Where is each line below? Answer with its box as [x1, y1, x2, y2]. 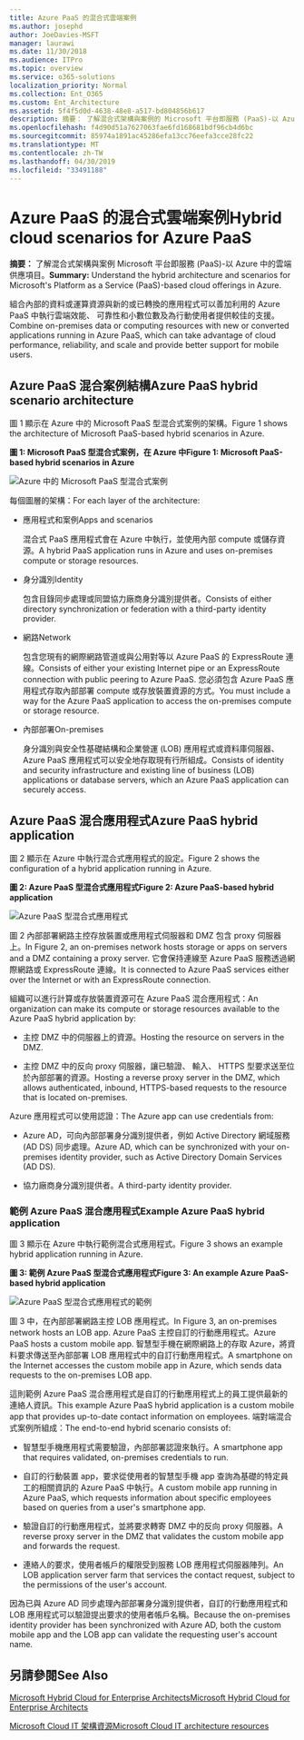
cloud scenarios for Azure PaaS [9, 227, 252, 248]
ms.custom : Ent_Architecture [9, 97, 120, 107]
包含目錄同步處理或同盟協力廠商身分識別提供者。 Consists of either [22, 593, 272, 604]
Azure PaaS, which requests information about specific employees [22, 1492, 272, 1504]
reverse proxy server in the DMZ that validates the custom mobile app [22, 1531, 284, 1542]
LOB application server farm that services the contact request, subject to [22, 1569, 295, 1581]
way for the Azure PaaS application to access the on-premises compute [22, 696, 292, 707]
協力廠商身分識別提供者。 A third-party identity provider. [22, 1179, 232, 1190]
